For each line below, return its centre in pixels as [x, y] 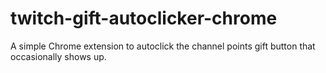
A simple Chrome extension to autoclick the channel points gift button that [163, 46]
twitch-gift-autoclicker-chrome [144, 18]
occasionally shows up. [58, 56]
